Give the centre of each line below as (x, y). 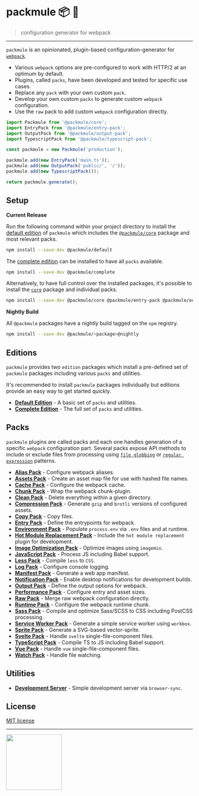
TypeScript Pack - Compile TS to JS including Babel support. (90, 642)
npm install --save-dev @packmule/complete (61, 272)
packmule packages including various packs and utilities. (74, 373)
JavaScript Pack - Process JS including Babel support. (82, 554)
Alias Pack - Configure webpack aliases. (64, 472)
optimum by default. (39, 74)
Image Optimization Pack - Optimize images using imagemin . (89, 547)
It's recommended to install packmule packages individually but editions (93, 384)
